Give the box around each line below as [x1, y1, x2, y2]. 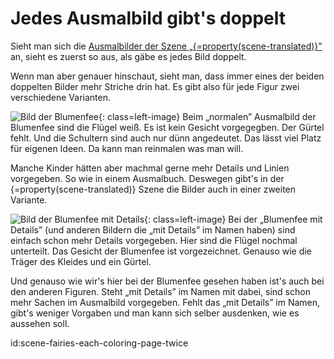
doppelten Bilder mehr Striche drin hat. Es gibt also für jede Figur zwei [10, 80, 300, 92]
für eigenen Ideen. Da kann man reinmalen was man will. [10, 142, 244, 154]
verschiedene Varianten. [10, 91, 112, 103]
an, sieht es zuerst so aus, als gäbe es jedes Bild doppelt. [10, 50, 247, 62]
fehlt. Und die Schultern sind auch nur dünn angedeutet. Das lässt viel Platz [10, 132, 322, 144]
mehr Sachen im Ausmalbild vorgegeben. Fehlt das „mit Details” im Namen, [10, 296, 321, 308]
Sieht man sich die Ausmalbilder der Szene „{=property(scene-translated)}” [10, 40, 323, 52]
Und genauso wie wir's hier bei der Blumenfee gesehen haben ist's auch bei [10, 275, 325, 287]
